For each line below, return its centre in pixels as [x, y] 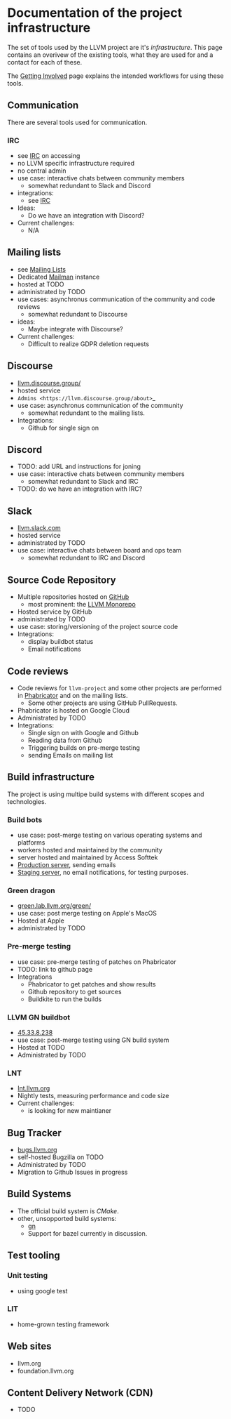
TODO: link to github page [55, 969]
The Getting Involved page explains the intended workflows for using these [115, 76]
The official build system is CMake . [68, 1211]
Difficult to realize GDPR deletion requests [88, 344]
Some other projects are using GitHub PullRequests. [103, 703]
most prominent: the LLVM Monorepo [82, 605]
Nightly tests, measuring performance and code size [93, 1096]
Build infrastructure [51, 777]
